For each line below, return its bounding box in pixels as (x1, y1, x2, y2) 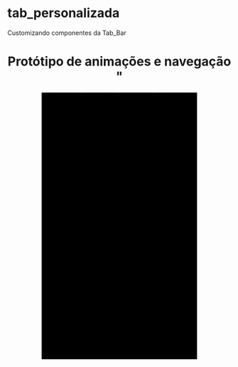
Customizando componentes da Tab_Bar (7, 28, 126, 37)
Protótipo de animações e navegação (7, 53, 232, 70)
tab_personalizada (7, 5, 120, 21)
